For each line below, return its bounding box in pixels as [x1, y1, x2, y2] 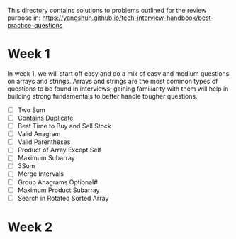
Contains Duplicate [17, 113, 74, 122]
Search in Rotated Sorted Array [17, 194, 109, 202]
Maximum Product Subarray [17, 186, 100, 194]
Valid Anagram [17, 130, 61, 138]
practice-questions [7, 21, 63, 29]
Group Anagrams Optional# [17, 177, 98, 187]
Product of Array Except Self [17, 145, 101, 155]
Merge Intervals [17, 169, 64, 178]
